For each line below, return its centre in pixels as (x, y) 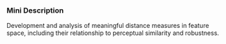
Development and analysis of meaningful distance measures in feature (108, 26)
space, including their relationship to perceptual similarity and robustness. (113, 33)
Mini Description (35, 10)
